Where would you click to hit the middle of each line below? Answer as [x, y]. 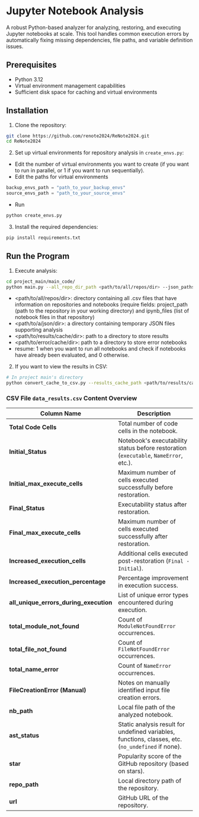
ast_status [24, 736]
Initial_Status [28, 452]
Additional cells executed [153, 554]
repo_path [24, 784]
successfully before [146, 487]
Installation [27, 111]
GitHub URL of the [143, 798]
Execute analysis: [36, 270]
